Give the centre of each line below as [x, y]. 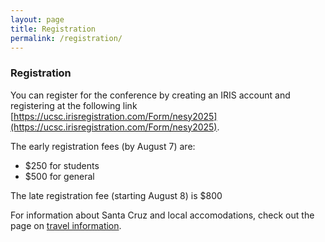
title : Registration [53, 29]
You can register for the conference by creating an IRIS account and [150, 95]
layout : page [37, 19]
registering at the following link [74, 105]
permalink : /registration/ [66, 38]
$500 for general [59, 176]
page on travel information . [66, 225]
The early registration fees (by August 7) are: [103, 146]
